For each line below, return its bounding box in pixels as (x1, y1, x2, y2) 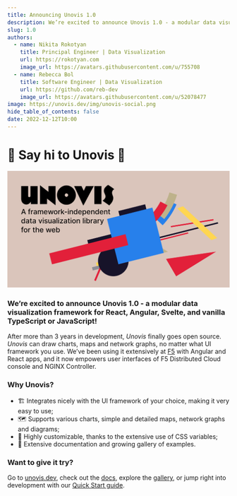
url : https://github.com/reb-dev (20, 85, 119, 93)
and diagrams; (17, 425, 60, 433)
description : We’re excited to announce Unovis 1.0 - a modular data (7, 18, 217, 26)
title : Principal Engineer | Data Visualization (20, 49, 166, 56)
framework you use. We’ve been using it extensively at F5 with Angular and (7, 347, 226, 356)
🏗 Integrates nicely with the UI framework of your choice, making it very (17, 396, 230, 405)
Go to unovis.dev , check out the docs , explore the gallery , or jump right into (7, 473, 226, 482)
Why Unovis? (7, 380, 54, 390)
